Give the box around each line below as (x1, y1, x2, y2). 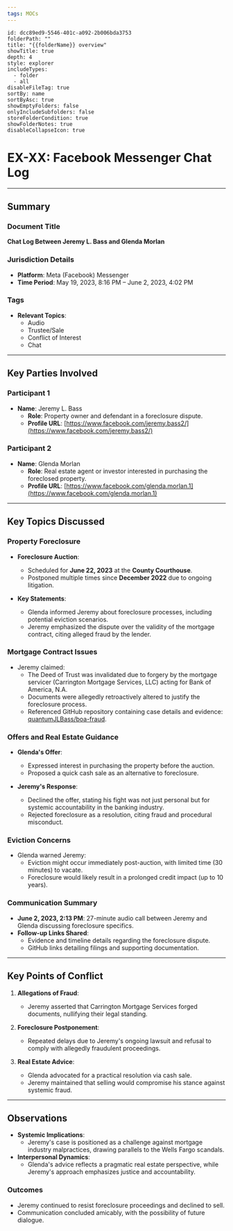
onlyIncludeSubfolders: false (7, 109, 95, 116)
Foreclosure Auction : (17, 553, 80, 561)
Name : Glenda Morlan (17, 459, 81, 468)
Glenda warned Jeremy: (17, 851, 87, 859)
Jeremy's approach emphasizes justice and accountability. (27, 1168, 196, 1176)
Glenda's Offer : (17, 748, 62, 756)
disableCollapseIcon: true (7, 127, 85, 134)
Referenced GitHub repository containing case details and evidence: (27, 707, 223, 715)
